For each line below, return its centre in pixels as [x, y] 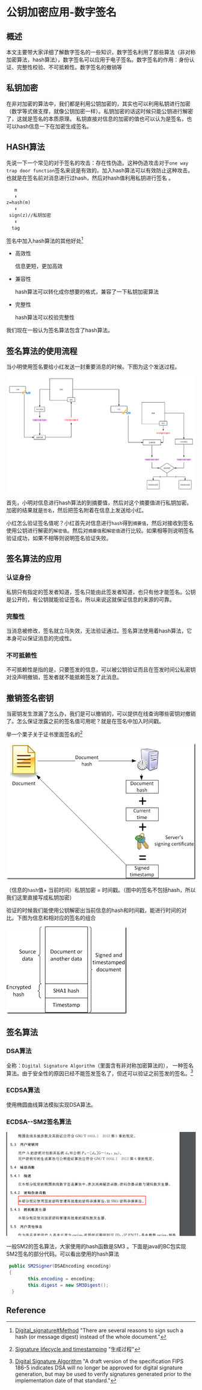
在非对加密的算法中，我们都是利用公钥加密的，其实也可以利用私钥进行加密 [98, 104]
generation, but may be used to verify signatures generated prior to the [103, 1374]
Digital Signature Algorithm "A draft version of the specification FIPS [99, 1361]
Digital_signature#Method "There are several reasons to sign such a [99, 1330]
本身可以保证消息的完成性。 [41, 638]
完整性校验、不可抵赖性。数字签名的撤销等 [69, 67]
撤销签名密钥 [30, 698]
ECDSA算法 [23, 1090]
